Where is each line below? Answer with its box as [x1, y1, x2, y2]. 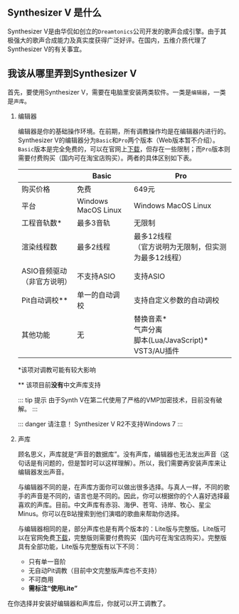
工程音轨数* [21, 217, 63, 227]
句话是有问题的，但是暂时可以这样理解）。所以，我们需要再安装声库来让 [17, 458, 227, 467]
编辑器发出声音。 [17, 468, 68, 476]
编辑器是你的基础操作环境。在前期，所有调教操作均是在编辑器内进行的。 [17, 126, 230, 135]
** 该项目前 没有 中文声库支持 [17, 380, 101, 389]
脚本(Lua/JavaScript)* [134, 335, 208, 345]
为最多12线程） [134, 252, 186, 262]
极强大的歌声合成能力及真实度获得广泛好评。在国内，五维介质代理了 [7, 36, 207, 44]
